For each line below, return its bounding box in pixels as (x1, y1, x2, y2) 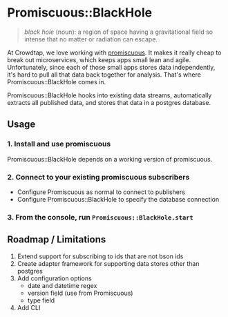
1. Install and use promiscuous (7, 140, 111, 149)
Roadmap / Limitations (7, 233, 106, 246)
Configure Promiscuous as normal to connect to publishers (17, 188, 185, 196)
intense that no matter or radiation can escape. (23, 35, 158, 43)
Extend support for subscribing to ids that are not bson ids (17, 252, 184, 260)
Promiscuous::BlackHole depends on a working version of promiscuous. (7, 155, 213, 163)
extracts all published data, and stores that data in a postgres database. (7, 98, 211, 106)
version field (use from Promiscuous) (27, 289, 133, 297)
